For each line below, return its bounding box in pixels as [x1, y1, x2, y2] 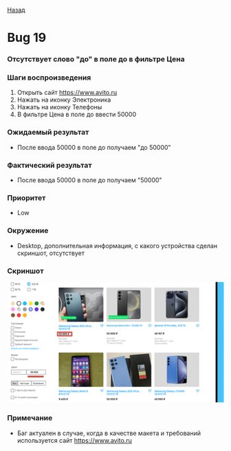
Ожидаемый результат [7, 127, 89, 137]
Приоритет [7, 192, 46, 202]
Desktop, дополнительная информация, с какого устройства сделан [16, 241, 218, 250]
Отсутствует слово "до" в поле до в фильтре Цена [7, 54, 185, 64]
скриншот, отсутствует [16, 249, 85, 257]
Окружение [7, 226, 49, 236]
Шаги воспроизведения [7, 73, 91, 82]
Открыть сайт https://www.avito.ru [16, 89, 118, 97]
